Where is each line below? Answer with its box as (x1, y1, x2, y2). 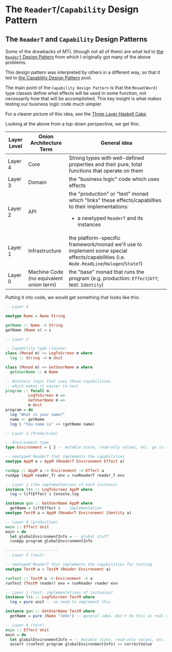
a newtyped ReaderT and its (77, 215, 143, 221)
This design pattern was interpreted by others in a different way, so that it (5, 69, 160, 75)
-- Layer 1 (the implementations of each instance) (5, 482, 118, 487)
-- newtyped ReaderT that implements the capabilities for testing (5, 562, 153, 567)
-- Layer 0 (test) (5, 622, 45, 628)
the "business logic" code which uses (69, 176, 160, 182)
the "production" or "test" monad (69, 191, 148, 197)
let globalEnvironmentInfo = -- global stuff (10, 534, 109, 539)
